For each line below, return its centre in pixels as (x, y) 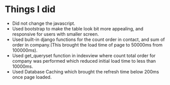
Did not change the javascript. (44, 23)
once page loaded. (32, 77)
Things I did (30, 9)
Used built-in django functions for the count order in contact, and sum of (88, 39)
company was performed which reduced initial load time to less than (84, 61)
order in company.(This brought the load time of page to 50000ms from (87, 45)
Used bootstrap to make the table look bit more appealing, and (78, 28)
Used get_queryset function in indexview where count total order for (84, 55)
